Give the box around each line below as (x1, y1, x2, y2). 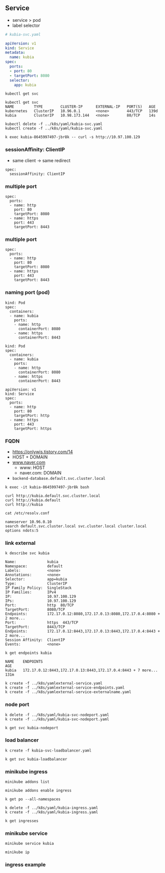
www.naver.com (12, 459, 45, 465)
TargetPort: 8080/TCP (5, 607, 65, 612)
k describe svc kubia (5, 551, 50, 556)
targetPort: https (14, 426, 52, 431)
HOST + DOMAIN (12, 454, 48, 460)
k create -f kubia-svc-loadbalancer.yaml (5, 748, 92, 753)
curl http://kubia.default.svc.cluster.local (5, 493, 100, 498)
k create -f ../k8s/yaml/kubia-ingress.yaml (5, 810, 98, 815)
